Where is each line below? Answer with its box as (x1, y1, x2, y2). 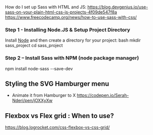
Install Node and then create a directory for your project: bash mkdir (5, 37, 141, 43)
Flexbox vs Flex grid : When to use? (5, 111, 114, 120)
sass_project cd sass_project (5, 43, 63, 48)
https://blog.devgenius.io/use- (87, 4, 148, 10)
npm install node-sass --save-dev (5, 65, 73, 72)
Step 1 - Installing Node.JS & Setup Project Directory (5, 26, 131, 33)
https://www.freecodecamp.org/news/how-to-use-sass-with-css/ (5, 15, 137, 20)
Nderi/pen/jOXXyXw (12, 98, 53, 104)
